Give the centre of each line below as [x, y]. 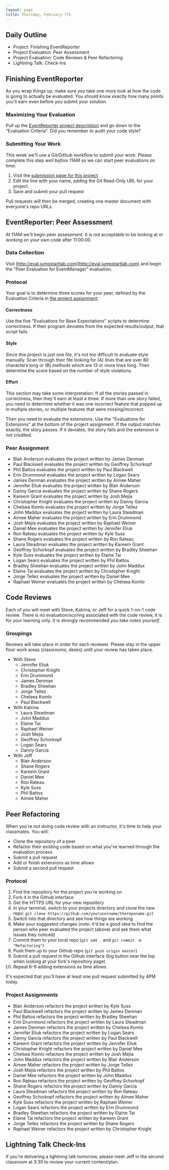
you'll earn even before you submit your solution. [57, 102]
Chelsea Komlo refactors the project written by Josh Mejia [73, 1054]
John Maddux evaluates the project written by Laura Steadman [78, 512]
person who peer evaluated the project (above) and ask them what [82, 929]
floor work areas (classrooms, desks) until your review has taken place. [79, 650]
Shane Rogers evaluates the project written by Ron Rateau [73, 539]
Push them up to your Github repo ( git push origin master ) [75, 951]
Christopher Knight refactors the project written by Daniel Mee [78, 1048]
